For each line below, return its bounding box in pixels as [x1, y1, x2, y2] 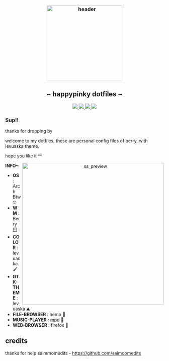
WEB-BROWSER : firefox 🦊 [12, 322, 69, 328]
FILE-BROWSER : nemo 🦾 [12, 312, 66, 318]
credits [5, 337, 28, 345]
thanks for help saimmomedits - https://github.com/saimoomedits [5, 350, 141, 356]
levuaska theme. [5, 143, 39, 149]
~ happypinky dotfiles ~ [46, 90, 123, 98]
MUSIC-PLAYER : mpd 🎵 [12, 317, 64, 323]
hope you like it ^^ [5, 153, 42, 159]
